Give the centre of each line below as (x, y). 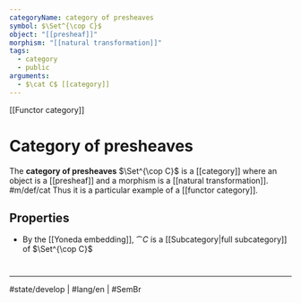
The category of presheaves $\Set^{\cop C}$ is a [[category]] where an (143, 170)
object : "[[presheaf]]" (54, 34)
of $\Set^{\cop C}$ (57, 249)
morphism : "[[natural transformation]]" (86, 43)
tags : (19, 51)
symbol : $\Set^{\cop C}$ (56, 26)
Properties (39, 217)
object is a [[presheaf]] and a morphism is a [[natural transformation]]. (139, 180)
